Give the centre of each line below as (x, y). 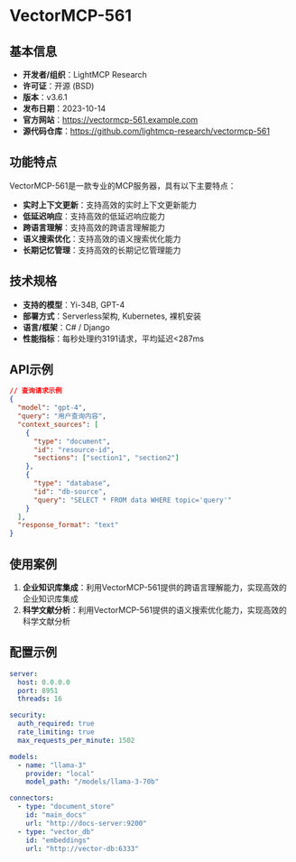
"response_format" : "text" (68, 525)
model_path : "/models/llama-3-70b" (92, 782)
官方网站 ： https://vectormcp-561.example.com (110, 120)
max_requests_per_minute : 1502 (76, 740)
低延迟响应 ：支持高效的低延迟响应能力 (93, 216)
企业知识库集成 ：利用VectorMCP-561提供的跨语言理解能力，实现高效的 (154, 587)
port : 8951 (38, 691)
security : (28, 715)
